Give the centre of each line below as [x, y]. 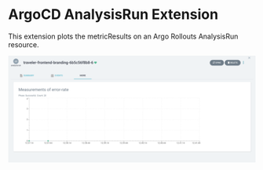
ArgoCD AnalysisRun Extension [113, 15]
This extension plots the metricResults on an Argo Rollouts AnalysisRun [123, 36]
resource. [24, 44]
